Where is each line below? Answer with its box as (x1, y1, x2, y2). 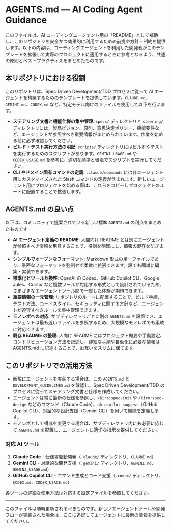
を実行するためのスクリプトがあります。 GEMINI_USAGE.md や (12, 150, 137, 156)
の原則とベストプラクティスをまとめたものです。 (5, 57, 108, 63)
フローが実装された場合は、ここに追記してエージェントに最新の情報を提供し (5, 512, 166, 518)
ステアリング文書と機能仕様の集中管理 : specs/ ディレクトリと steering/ (12, 118, 164, 124)
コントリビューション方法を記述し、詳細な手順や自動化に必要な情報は (12, 338, 160, 345)
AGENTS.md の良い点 (5, 205, 74, 214)
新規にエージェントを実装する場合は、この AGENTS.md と (12, 376, 130, 382)
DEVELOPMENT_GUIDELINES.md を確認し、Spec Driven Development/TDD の (12, 382, 165, 388)
